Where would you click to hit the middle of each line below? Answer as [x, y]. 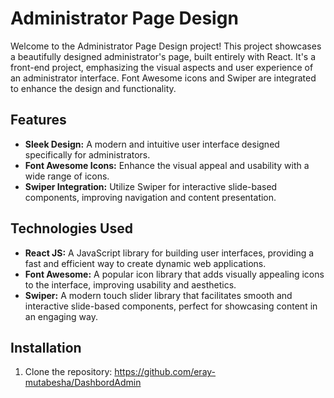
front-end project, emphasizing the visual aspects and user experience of [162, 67]
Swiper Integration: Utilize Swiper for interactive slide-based [151, 186]
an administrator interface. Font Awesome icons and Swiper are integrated [163, 78]
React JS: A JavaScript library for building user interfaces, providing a [169, 253]
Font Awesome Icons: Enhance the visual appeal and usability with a [167, 165]
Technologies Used [71, 228]
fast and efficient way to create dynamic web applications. [145, 263]
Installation [46, 347]
